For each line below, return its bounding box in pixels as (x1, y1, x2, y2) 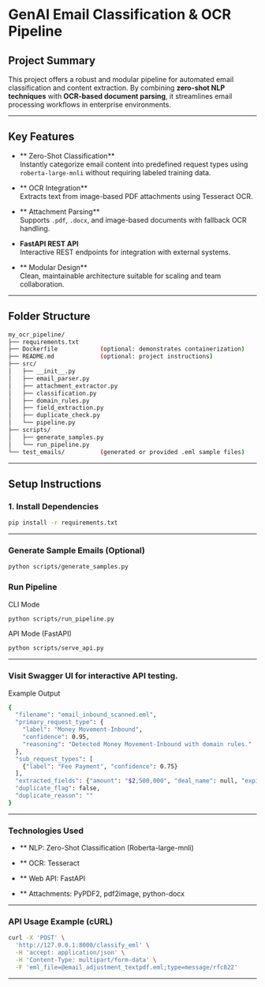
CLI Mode (8, 599, 40, 609)
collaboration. (19, 279, 65, 289)
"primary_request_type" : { (15, 719, 104, 726)
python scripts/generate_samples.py (8, 563, 129, 571)
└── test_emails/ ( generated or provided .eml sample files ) (8, 448, 245, 456)
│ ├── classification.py (8, 389, 97, 397)
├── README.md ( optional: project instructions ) (8, 353, 214, 361)
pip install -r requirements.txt (8, 519, 118, 527)
